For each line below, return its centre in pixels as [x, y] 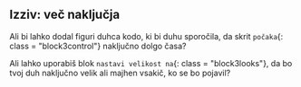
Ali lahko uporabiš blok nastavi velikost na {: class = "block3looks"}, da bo [151, 63]
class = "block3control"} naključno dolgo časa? [98, 46]
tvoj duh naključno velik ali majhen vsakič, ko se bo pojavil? [120, 73]
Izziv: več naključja [65, 15]
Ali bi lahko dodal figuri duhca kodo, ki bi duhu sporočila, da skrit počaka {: [146, 36]
